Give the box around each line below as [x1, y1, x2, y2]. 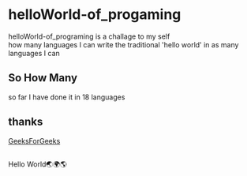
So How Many [8, 71, 77, 84]
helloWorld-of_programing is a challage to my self [8, 32, 170, 41]
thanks [8, 115, 43, 129]
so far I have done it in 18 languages [8, 92, 125, 102]
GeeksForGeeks [8, 136, 61, 145]
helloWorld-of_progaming [8, 6, 182, 24]
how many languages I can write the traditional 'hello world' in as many [8, 39, 239, 49]
